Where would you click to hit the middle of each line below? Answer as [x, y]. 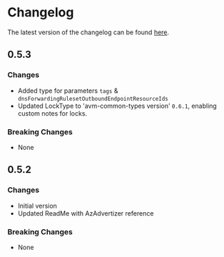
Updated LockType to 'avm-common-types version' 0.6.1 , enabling [117, 106]
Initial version [37, 206]
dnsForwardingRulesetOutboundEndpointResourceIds [93, 99]
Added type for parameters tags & [68, 91]
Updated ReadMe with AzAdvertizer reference [86, 213]
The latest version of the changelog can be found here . [88, 32]
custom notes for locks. [52, 113]
